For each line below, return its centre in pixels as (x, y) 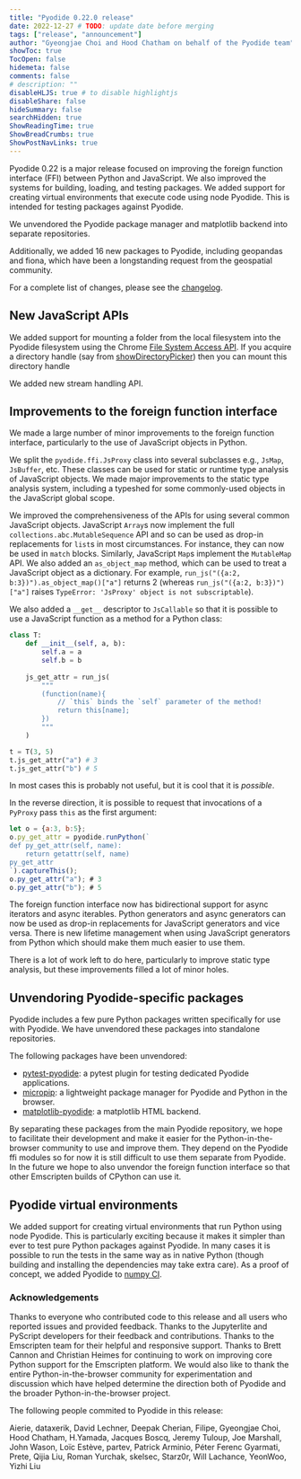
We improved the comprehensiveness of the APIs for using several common (150, 515)
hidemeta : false (39, 68)
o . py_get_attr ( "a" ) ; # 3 (56, 879)
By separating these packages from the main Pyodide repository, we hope (146, 1129)
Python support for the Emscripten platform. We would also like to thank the (149, 1365)
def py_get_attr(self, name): (66, 846)
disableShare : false (48, 101)
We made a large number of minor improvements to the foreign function (142, 433)
